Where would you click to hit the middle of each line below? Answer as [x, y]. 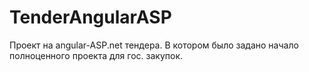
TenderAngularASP [90, 17]
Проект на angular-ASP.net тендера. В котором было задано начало [154, 45]
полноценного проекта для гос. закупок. [96, 55]
